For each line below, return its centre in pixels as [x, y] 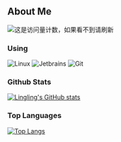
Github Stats [29, 82]
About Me [29, 12]
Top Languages [35, 116]
